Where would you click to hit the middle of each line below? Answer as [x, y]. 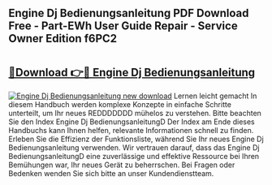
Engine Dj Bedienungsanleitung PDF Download [129, 13]
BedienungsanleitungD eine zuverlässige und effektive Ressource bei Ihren [134, 156]
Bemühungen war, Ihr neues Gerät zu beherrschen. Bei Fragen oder [122, 165]
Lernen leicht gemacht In [215, 96]
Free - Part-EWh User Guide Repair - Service [123, 26]
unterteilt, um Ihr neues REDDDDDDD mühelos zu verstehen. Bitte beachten [135, 113]
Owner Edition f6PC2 [63, 39]
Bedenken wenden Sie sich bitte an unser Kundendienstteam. [111, 173]
